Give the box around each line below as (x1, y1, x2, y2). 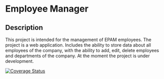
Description (5, 23, 43, 32)
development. (5, 58, 34, 64)
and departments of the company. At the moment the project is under (5, 53, 150, 59)
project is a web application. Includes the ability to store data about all (5, 42, 151, 48)
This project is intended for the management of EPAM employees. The (5, 36, 152, 43)
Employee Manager (5, 3, 89, 15)
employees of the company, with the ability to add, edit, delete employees (5, 48, 159, 53)
